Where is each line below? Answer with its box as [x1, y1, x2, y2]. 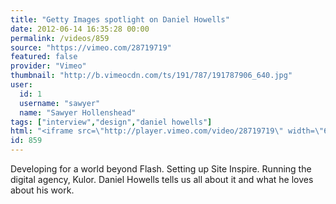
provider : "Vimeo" [10, 61, 87, 71]
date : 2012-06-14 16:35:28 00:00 [10, 24, 150, 34]
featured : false [10, 52, 78, 62]
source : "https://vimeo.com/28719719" [10, 42, 172, 53]
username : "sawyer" [19, 98, 101, 108]
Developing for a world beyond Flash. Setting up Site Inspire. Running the [10, 163, 312, 175]
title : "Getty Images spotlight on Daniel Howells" [10, 14, 230, 25]
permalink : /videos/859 [10, 33, 110, 43]
